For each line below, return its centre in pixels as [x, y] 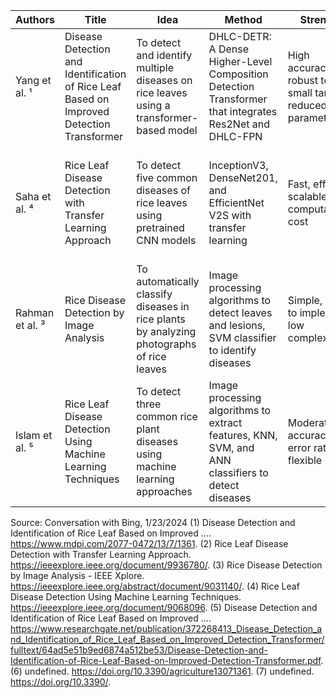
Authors [35, 19]
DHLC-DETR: [240, 36]
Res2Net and [239, 124]
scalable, [308, 196]
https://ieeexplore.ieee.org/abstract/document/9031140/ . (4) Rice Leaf [155, 586]
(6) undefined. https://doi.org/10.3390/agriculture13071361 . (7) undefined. [162, 671]
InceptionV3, [238, 165]
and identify [164, 55]
